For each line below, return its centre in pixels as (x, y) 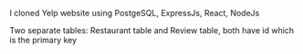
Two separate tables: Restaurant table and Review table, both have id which (152, 30)
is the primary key (43, 40)
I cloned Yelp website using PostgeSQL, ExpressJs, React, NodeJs (135, 13)
